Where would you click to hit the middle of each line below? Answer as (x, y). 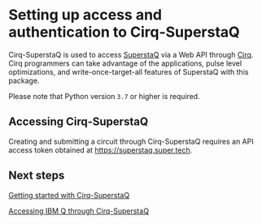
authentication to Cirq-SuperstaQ (124, 32)
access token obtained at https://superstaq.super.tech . (100, 150)
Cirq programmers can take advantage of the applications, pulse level (125, 63)
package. (24, 80)
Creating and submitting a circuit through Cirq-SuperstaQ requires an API (131, 141)
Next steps (37, 176)
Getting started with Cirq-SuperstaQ (69, 195)
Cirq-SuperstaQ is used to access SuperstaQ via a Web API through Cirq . (131, 54)
